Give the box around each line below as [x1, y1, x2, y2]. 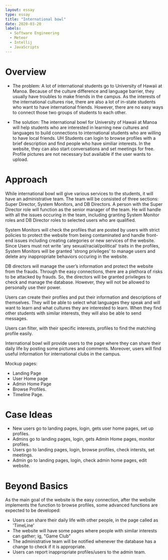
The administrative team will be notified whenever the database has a [12, 538, 156, 544]
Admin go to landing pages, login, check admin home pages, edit [12, 457, 147, 463]
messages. [5, 315, 28, 321]
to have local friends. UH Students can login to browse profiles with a [12, 135, 156, 141]
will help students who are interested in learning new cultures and [12, 124, 149, 130]
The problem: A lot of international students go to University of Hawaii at [12, 83, 162, 89]
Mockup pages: [5, 360, 38, 366]
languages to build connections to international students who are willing [12, 130, 161, 136]
